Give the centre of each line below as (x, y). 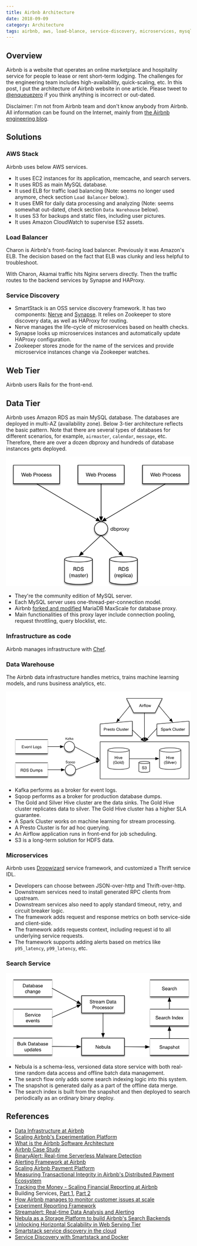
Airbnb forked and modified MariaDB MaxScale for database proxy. (96, 609)
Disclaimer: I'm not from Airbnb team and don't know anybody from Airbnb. (97, 107)
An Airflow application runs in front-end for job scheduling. (86, 833)
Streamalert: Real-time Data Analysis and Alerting (74, 1212)
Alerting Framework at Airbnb (50, 1162)
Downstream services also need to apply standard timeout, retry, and (98, 904)
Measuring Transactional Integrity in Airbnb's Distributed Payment (94, 1174)
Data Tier (23, 403)
